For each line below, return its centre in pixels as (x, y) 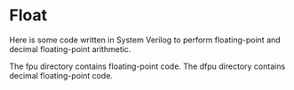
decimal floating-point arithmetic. (70, 49)
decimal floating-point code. (61, 75)
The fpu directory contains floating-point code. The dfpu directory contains (147, 66)
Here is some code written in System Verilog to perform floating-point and (145, 40)
